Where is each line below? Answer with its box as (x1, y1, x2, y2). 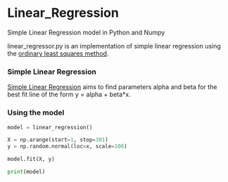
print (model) (7, 169, 46, 176)
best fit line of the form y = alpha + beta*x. (7, 90, 132, 99)
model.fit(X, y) (7, 156, 55, 163)
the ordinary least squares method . (7, 49, 109, 58)
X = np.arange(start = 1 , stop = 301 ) (7, 136, 109, 143)
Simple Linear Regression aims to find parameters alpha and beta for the (7, 83, 217, 91)
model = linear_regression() (7, 124, 93, 131)
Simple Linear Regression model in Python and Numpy (7, 28, 165, 37)
